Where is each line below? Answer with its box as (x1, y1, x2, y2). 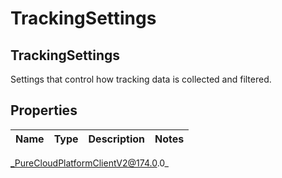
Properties (10, 102, 78, 119)
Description (88, 132, 145, 146)
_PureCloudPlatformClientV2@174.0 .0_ (10, 157, 169, 169)
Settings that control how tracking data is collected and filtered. (10, 73, 272, 85)
